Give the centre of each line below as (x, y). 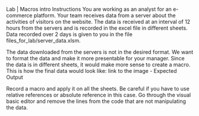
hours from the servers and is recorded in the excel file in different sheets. (97, 28)
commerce (19, 15)
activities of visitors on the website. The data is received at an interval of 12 (98, 22)
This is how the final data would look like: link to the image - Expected (91, 71)
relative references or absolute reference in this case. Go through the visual (99, 95)
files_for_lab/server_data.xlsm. (44, 41)
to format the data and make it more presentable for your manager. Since (96, 58)
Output (15, 77)
